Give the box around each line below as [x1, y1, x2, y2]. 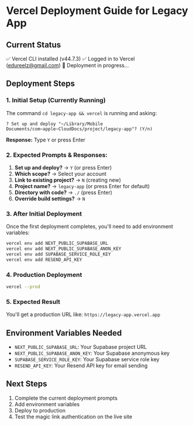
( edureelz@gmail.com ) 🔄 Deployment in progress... [6, 62, 130, 68]
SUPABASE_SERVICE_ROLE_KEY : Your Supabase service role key [14, 356, 160, 363]
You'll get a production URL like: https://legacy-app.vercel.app [6, 311, 161, 318]
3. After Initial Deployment [6, 209, 82, 217]
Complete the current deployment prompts [14, 394, 118, 401]
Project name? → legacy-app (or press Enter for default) [14, 182, 150, 189]
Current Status [6, 40, 61, 50]
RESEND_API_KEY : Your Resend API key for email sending [14, 362, 148, 369]
